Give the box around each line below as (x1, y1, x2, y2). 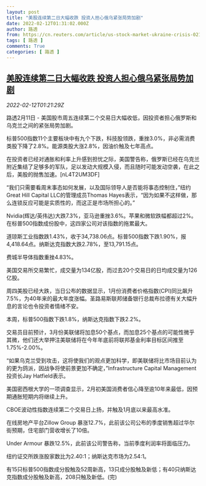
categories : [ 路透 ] (6, 49, 60, 55)
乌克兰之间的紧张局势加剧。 (6, 121, 77, 129)
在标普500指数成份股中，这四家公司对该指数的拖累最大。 (6, 219, 151, 227)
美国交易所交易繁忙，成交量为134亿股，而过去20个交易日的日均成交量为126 (6, 266, 197, 273)
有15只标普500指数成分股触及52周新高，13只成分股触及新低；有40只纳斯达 (6, 465, 197, 473)
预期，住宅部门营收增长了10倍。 (11, 427, 93, 434)
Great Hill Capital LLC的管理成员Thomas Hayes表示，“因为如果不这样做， (6, 191, 192, 199)
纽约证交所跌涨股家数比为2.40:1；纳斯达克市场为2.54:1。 (6, 452, 150, 460)
